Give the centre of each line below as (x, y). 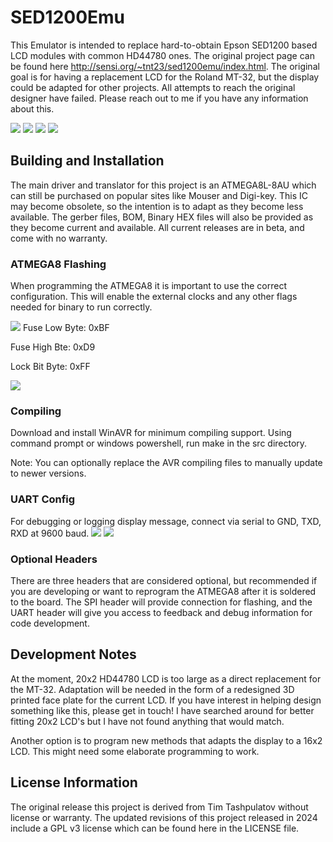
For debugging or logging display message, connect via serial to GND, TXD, (166, 521)
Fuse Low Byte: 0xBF (66, 328)
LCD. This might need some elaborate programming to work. (135, 751)
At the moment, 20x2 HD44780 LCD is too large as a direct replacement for (166, 678)
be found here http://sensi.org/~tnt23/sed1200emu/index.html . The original (165, 66)
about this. (32, 108)
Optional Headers (54, 559)
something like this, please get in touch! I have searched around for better (162, 710)
